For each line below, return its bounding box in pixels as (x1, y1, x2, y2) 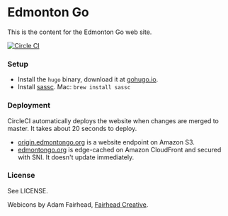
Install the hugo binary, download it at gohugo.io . (17, 75, 159, 84)
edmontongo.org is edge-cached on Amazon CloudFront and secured (17, 145, 222, 154)
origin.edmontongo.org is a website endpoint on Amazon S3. (17, 137, 195, 146)
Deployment (7, 101, 51, 110)
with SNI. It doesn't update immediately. (17, 153, 135, 161)
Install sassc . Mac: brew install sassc (17, 83, 131, 91)
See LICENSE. (7, 186, 48, 195)
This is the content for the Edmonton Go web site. (7, 28, 152, 36)
